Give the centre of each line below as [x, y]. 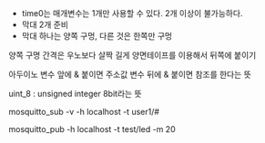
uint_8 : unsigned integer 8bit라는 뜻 [75, 94]
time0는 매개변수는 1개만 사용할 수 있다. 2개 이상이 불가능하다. [132, 13]
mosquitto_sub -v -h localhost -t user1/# [84, 112]
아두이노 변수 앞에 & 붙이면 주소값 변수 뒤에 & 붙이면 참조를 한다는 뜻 [130, 74]
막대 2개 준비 [45, 24]
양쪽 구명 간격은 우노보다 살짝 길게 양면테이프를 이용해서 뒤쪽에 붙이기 [132, 55]
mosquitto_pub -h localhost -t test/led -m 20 [92, 129]
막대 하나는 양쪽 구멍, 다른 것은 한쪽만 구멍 [97, 36]
